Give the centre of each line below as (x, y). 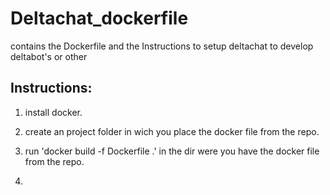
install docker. (53, 112)
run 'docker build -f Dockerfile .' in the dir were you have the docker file (172, 151)
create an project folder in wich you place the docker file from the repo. (172, 131)
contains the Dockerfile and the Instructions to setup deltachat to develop (162, 46)
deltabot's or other (49, 56)
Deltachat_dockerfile (99, 18)
